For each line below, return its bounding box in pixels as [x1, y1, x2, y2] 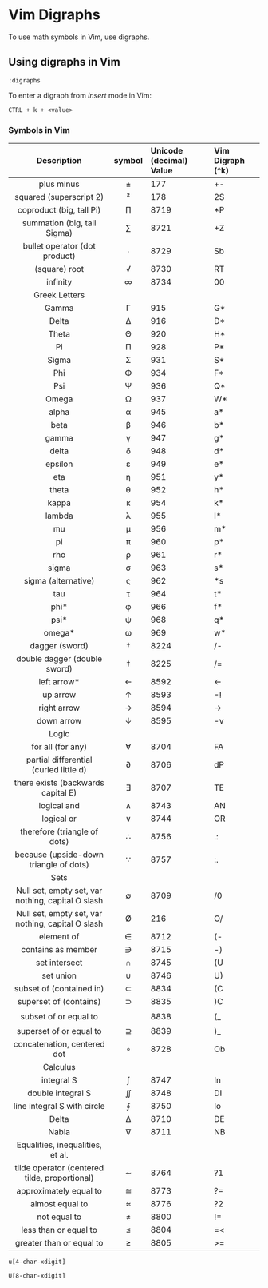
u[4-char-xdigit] [8, 1258, 66, 1266]
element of [38, 931, 80, 943]
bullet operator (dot [22, 241, 96, 252]
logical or [41, 813, 77, 824]
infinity [46, 277, 73, 288]
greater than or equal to [14, 1238, 104, 1249]
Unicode [150, 146, 183, 157]
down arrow [37, 716, 82, 727]
